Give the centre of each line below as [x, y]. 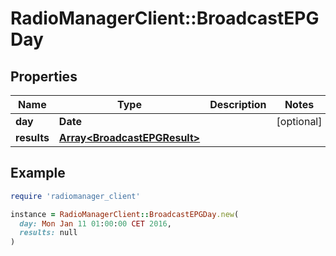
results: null [48, 233]
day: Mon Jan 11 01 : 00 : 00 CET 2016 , [95, 223]
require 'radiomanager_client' [75, 196]
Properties [44, 76]
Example [38, 173]
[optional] [299, 121]
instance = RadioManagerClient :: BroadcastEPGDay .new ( [125, 214]
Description [238, 104]
